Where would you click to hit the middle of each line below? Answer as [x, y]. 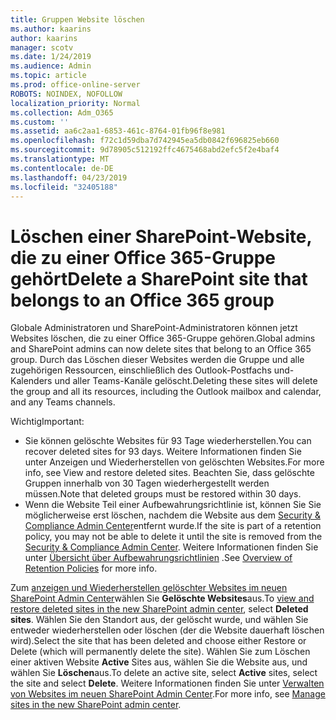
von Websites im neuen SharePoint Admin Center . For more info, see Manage [168, 694]
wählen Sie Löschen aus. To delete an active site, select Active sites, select [164, 673]
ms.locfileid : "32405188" [64, 187]
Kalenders [31, 381]
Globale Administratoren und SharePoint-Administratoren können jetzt [154, 328]
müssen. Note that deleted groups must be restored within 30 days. [163, 494]
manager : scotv [42, 47]
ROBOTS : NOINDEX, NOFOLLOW [66, 94]
